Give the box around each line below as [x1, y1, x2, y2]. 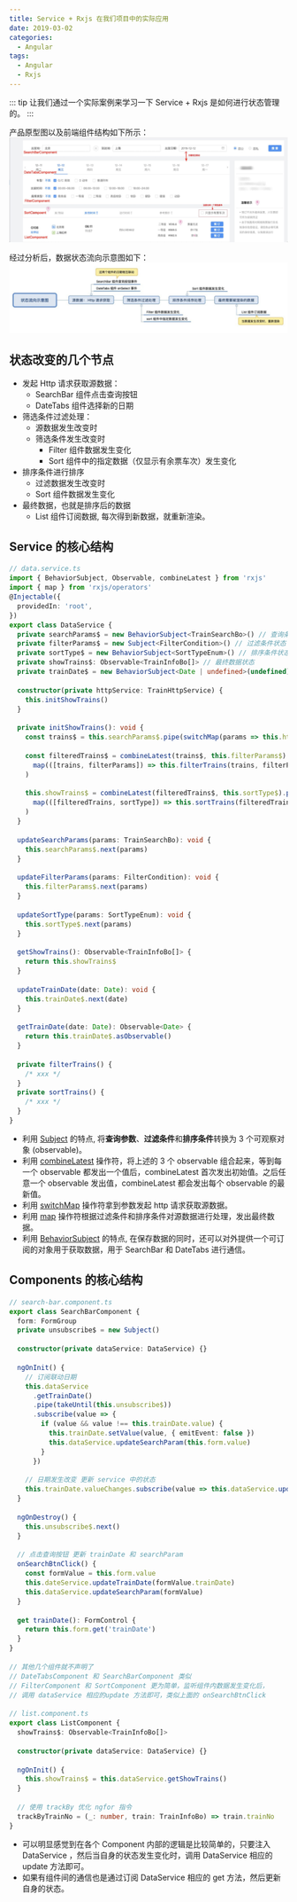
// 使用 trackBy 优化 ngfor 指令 [17, 1803, 133, 1812]
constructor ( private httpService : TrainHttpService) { [17, 685, 224, 695]
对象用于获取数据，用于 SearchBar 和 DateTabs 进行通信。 [37, 1244, 250, 1255]
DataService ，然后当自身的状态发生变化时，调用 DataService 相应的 [21, 1850, 273, 1860]
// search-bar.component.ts [9, 1297, 113, 1307]
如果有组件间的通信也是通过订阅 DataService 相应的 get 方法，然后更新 [21, 1872, 281, 1882]
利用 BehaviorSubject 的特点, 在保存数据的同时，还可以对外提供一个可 [21, 1233, 277, 1243]
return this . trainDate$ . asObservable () [25, 1032, 172, 1041]
